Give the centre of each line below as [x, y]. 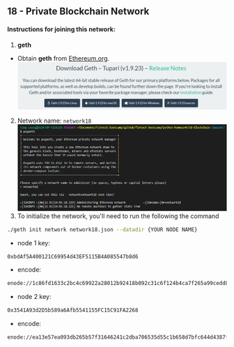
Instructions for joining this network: [62, 29]
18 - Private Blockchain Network [78, 11]
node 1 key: [33, 242]
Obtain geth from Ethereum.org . [63, 58]
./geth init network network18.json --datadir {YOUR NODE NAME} [102, 229]
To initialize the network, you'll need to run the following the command [118, 216]
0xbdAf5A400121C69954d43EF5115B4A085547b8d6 [73, 256]
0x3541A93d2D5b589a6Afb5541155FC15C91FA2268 [73, 310]
